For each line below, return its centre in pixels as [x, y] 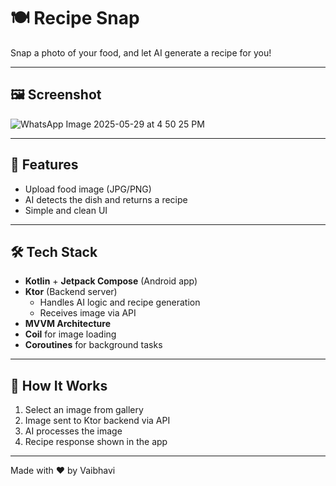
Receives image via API [88, 313]
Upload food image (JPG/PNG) [88, 189]
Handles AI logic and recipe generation [120, 302]
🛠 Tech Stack [54, 251]
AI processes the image [73, 431]
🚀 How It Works [59, 385]
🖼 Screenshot [56, 95]
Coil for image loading [70, 334]
